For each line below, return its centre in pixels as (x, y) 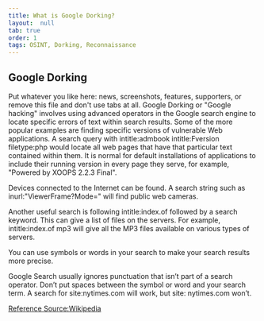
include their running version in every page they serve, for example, (119, 164)
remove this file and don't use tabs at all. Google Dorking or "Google (120, 105)
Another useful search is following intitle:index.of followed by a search (123, 211)
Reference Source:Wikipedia (55, 308)
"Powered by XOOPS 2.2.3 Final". (63, 172)
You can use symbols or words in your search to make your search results (129, 252)
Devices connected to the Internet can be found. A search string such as (127, 188)
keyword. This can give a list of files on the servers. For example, (114, 220)
